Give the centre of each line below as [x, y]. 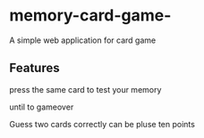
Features [34, 68]
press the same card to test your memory [85, 89]
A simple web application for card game [83, 40]
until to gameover [42, 107]
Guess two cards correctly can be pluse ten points [102, 124]
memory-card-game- [90, 16]
